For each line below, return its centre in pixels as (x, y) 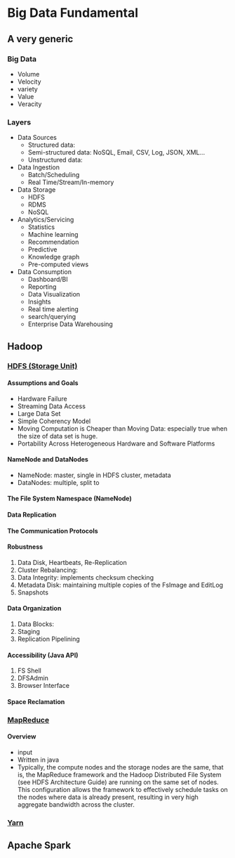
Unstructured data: (55, 160)
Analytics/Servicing (46, 220)
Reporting (42, 287)
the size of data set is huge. (58, 436)
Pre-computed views (58, 264)
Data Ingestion (39, 167)
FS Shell (29, 671)
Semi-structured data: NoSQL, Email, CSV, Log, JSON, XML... (116, 152)
